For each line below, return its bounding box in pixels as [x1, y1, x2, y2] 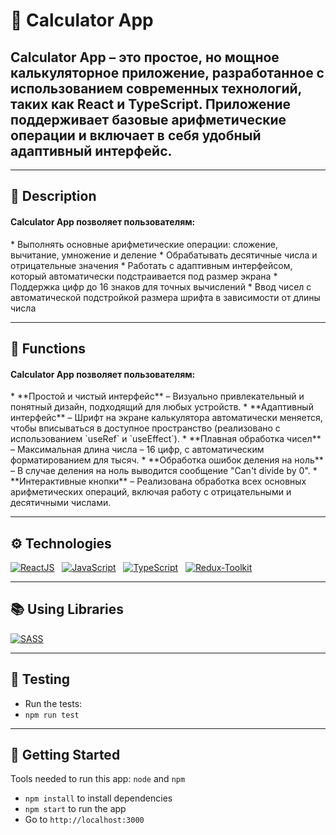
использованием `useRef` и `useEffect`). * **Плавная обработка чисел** [10, 433, 322, 445]
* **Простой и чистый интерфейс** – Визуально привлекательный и [10, 390, 305, 403]
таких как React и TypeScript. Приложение [10, 95, 292, 113]
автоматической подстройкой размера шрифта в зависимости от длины [10, 291, 321, 303]
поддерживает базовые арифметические [10, 111, 287, 128]
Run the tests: [24, 697, 83, 709]
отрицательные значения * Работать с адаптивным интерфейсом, [10, 259, 293, 271]
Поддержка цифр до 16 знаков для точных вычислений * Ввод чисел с [10, 280, 312, 293]
